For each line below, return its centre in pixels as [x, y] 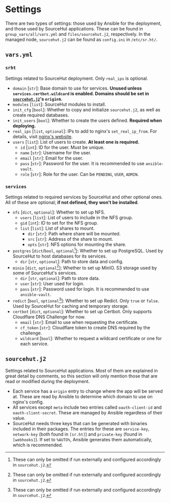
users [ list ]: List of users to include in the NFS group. [76, 217]
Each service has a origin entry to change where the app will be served [88, 391]
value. [19, 418]
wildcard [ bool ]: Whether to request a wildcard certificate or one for [91, 338]
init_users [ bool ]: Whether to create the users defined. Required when [87, 120]
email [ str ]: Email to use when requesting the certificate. [79, 322]
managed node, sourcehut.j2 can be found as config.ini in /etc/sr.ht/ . [81, 39]
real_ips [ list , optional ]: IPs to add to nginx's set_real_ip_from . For [85, 131]
